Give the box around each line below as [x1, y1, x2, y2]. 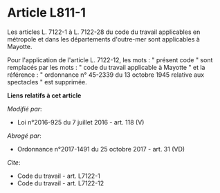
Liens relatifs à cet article [7, 91, 82, 100]
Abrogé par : [7, 131, 42, 140]
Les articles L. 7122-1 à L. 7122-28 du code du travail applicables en [7, 28, 201, 36]
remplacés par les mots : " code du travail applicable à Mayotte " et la [7, 63, 205, 71]
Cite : [7, 158, 21, 167]
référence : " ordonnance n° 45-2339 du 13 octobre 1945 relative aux [7, 71, 205, 79]
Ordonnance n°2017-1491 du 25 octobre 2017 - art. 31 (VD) [17, 145, 185, 153]
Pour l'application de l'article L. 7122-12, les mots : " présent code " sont [7, 55, 213, 64]
